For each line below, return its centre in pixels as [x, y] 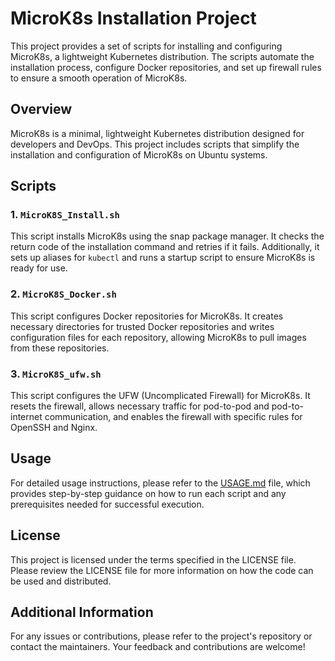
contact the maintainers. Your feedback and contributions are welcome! [158, 647]
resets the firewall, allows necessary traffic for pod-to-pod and [140, 406]
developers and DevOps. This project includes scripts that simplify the [155, 144]
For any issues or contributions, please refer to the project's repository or [161, 636]
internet [26, 417]
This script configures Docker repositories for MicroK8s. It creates [147, 316]
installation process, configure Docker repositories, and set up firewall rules [166, 67]
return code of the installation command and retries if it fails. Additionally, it [165, 247]
